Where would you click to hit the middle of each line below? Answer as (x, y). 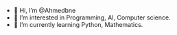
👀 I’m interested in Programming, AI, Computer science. (92, 17)
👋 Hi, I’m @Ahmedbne (45, 10)
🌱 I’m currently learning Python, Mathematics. (78, 25)
